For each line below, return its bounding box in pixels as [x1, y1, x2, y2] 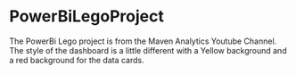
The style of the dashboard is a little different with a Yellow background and [9, 45, 287, 55]
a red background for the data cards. [9, 54, 144, 65]
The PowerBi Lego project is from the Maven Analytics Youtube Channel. [9, 36, 277, 46]
